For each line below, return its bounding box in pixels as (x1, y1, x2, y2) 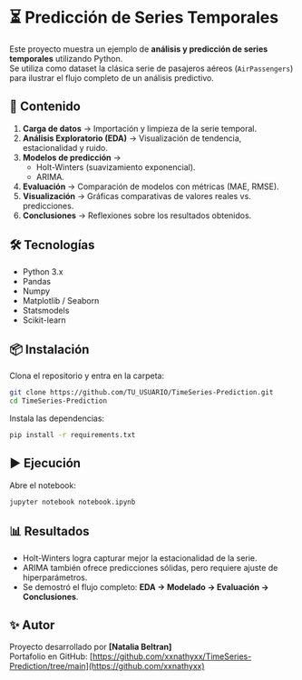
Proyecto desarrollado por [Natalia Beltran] (9, 642, 172, 653)
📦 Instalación (9, 342, 90, 357)
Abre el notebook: (9, 479, 77, 491)
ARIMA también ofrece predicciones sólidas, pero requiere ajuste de (22, 562, 278, 573)
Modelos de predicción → (22, 152, 122, 163)
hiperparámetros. (22, 572, 88, 583)
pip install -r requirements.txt (9, 431, 136, 440)
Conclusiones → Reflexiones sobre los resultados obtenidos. (22, 210, 252, 221)
